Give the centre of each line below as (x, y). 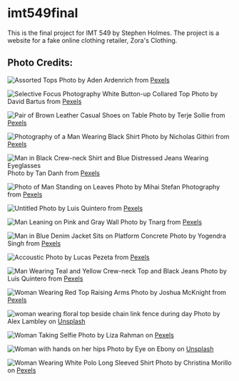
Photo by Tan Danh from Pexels (54, 173)
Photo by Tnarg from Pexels (161, 221)
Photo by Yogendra (198, 236)
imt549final (43, 13)
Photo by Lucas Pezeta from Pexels (97, 257)
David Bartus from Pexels (45, 101)
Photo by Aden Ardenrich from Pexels (114, 80)
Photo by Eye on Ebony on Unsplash (160, 349)
